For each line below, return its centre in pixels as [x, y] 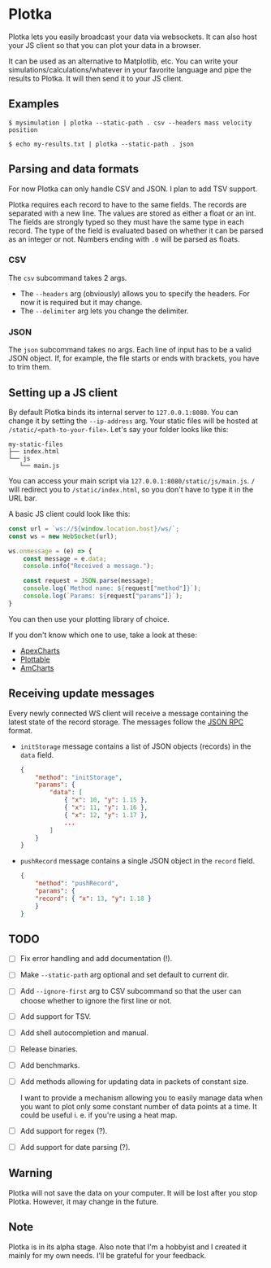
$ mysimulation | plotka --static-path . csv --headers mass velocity [130, 123]
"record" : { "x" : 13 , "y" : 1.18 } [93, 899]
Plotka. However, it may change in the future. [84, 1201]
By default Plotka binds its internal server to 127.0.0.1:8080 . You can [123, 412]
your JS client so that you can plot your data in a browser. [105, 45]
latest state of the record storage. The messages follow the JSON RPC [126, 722]
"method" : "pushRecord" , [77, 884]
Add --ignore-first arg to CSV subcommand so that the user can [131, 991]
